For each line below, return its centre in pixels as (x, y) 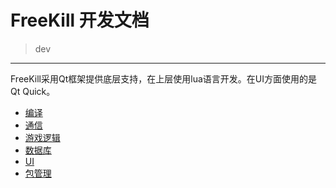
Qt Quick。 (33, 91)
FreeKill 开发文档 (80, 20)
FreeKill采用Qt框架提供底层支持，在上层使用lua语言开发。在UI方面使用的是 (164, 78)
